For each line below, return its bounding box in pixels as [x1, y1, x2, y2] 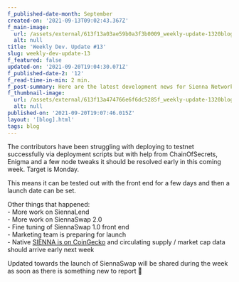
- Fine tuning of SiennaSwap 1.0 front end [7, 222, 129, 231]
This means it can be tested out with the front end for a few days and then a [7, 178, 230, 187]
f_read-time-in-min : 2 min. [7, 76, 91, 84]
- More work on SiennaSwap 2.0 [7, 215, 102, 224]
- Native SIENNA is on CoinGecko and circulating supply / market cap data [7, 237, 225, 246]
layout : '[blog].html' [7, 116, 75, 123]
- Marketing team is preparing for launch [7, 230, 127, 239]
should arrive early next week [7, 245, 95, 254]
